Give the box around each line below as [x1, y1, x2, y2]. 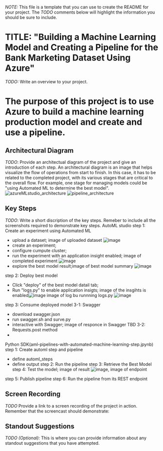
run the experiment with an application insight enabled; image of [12, 253, 142, 258]
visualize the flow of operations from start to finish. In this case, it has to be [5, 169, 156, 175]
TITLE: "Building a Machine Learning [5, 32, 156, 43]
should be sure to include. [5, 15, 57, 20]
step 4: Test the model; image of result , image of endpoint [12, 366, 147, 372]
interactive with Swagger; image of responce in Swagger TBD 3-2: [12, 321, 146, 327]
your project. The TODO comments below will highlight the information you [5, 9, 155, 15]
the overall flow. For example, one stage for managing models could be [5, 180, 147, 186]
